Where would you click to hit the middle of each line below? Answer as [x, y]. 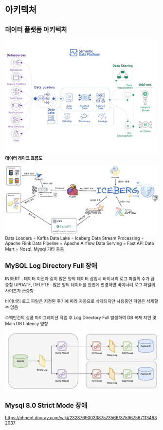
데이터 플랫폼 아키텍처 [36, 29]
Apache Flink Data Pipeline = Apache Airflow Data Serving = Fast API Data [80, 243]
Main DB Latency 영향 [27, 323]
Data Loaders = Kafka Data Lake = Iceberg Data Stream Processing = [75, 238]
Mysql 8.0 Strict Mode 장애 [46, 405]
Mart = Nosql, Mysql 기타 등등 [35, 249]
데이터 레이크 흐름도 [24, 158]
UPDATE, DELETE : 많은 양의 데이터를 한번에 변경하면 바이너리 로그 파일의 [85, 284]
